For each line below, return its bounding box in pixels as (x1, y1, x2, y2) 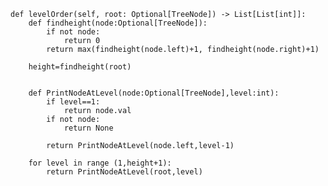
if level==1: (46, 97, 101, 107)
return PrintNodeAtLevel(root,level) (46, 167, 203, 177)
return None (63, 123, 114, 133)
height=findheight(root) (28, 62, 132, 72)
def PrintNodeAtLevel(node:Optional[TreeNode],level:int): (28, 88, 280, 98)
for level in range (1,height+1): (28, 158, 172, 168)
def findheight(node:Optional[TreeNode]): (28, 18, 208, 28)
